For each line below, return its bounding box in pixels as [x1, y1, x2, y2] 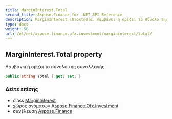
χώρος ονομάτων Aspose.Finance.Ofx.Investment [12, 103, 119, 109]
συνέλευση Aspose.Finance [12, 108, 73, 114]
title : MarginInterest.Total [5, 7, 68, 13]
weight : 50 [5, 27, 29, 32]
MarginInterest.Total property [5, 50, 102, 59]
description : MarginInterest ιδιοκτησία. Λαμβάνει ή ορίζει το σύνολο [5, 17, 159, 22]
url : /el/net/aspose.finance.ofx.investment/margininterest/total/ [5, 31, 153, 36]
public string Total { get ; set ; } [5, 74, 81, 79]
